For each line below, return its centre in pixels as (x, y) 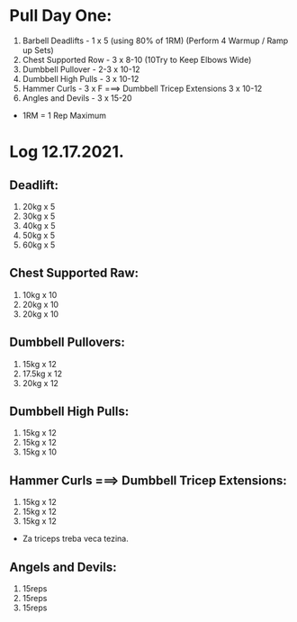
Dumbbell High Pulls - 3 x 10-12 (81, 78)
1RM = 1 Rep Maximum (64, 115)
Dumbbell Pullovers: (67, 343)
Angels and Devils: (63, 567)
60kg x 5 (39, 245)
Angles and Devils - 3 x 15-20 (77, 98)
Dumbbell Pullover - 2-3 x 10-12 (81, 69)
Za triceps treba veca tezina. (75, 539)
